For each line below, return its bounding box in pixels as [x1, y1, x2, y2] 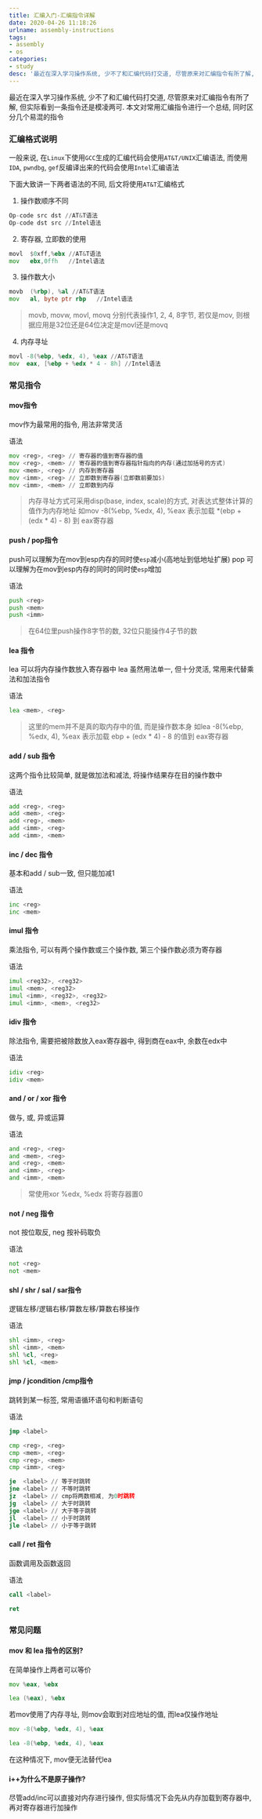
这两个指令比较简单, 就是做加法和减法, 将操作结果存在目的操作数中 [9, 770, 222, 779]
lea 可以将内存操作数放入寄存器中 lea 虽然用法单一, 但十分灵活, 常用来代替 [9, 665, 247, 674]
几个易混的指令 [15, 111, 64, 122]
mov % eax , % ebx [9, 1680, 59, 1688]
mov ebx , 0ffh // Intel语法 [9, 257, 105, 265]
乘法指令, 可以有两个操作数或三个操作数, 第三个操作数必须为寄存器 [9, 945, 222, 954]
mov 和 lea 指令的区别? [9, 1646, 84, 1655]
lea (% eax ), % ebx [9, 1694, 66, 1703]
